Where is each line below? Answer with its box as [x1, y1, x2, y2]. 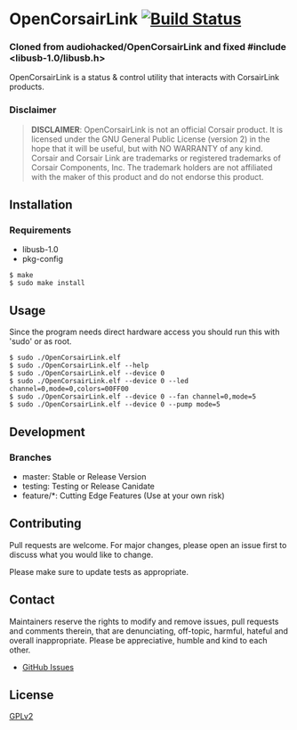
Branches [9, 451, 52, 463]
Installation [9, 197, 73, 213]
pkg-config [21, 254, 64, 265]
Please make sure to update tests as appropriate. [9, 566, 189, 577]
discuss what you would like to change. [9, 549, 154, 560]
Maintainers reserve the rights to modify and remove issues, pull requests [9, 616, 279, 627]
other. [9, 644, 31, 655]
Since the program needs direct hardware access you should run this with [9, 326, 280, 338]
